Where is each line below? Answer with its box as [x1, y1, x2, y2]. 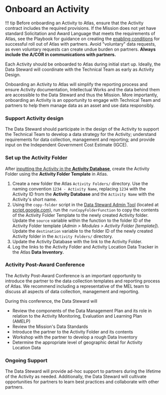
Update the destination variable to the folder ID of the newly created [12, 228, 153, 234]
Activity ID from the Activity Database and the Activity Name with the [12, 191, 155, 197]
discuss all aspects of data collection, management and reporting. [5, 288, 140, 294]
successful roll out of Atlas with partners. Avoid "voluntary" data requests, [5, 41, 156, 47]
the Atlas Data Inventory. [12, 249, 64, 255]
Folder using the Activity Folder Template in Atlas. [5, 171, 108, 177]
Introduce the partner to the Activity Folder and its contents [12, 329, 133, 334]
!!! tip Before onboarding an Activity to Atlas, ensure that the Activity [5, 20, 144, 26]
